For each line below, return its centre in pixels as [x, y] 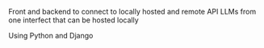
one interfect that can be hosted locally [73, 20]
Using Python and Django [51, 36]
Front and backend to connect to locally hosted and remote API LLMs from [132, 12]
